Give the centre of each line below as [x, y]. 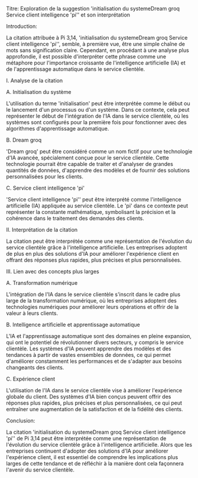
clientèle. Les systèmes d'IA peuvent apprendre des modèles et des [89, 349]
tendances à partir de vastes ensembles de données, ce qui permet [88, 355]
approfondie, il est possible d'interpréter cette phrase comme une [86, 56]
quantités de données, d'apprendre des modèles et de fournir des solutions [98, 170]
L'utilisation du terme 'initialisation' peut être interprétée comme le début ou [98, 103]
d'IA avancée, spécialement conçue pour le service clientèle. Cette [88, 158]
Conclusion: [21, 421]
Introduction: [22, 26]
